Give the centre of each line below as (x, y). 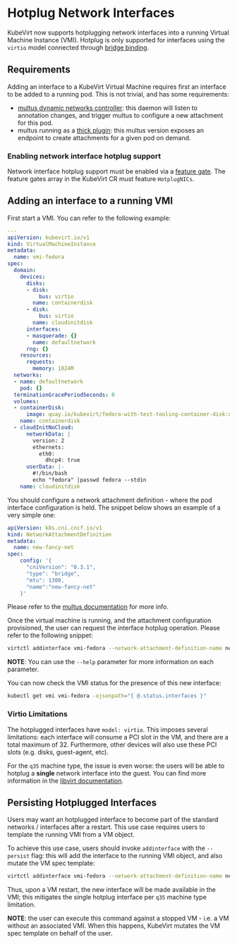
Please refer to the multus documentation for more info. (88, 607)
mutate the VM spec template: (51, 863)
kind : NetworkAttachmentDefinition (60, 534)
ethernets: (49, 447)
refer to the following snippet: (50, 635)
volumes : (26, 401)
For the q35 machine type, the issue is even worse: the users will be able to (116, 766)
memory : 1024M (53, 369)
